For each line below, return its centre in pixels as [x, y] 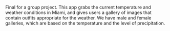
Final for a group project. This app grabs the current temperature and [78, 7]
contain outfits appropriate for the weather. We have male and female [79, 18]
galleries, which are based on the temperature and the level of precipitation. [85, 23]
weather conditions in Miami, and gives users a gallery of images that [79, 12]
